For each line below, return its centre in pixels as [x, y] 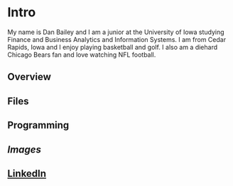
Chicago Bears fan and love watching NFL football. [82, 55]
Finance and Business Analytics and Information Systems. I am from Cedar [116, 39]
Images [24, 149]
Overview [29, 77]
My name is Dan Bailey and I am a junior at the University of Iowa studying [116, 32]
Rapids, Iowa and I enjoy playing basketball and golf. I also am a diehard [113, 47]
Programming [38, 125]
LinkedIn [27, 174]
